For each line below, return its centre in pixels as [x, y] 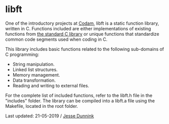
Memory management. [36, 75]
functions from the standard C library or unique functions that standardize [82, 34]
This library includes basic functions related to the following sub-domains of [85, 49]
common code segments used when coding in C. [56, 39]
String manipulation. [33, 64]
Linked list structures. [35, 70]
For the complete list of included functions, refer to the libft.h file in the [79, 95]
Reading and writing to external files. [51, 85]
